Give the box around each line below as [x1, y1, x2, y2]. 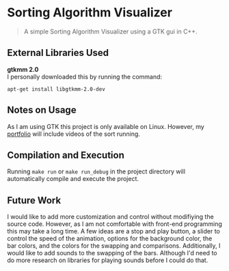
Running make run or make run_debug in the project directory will [7, 167, 186, 175]
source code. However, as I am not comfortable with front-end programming [7, 220, 222, 228]
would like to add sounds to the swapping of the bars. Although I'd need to [7, 249, 217, 257]
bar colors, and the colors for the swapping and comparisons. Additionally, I [7, 242, 221, 250]
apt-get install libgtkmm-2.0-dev [7, 85, 106, 93]
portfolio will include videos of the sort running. [7, 130, 140, 138]
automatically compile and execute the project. [7, 175, 139, 183]
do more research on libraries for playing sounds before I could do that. [7, 256, 208, 264]
